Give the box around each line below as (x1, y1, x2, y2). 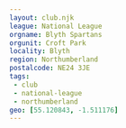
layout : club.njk (9, 13, 75, 23)
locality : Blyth (9, 47, 70, 56)
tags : (9, 72, 30, 81)
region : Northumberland (9, 55, 99, 64)
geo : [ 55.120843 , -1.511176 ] (9, 105, 119, 114)
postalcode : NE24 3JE (9, 64, 91, 73)
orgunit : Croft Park (9, 38, 87, 48)
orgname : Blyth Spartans (9, 30, 103, 39)
